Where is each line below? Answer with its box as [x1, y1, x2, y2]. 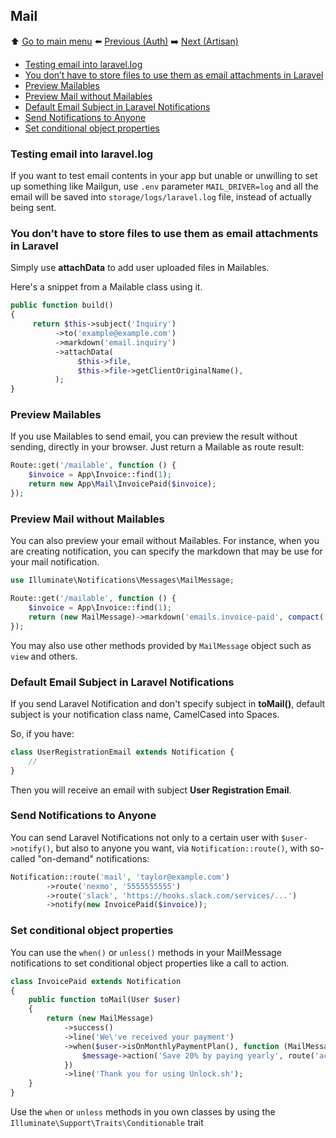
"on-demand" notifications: [37, 852, 150, 864]
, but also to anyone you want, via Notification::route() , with [50, 842, 308, 854]
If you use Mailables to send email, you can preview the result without [10, 430, 298, 443]
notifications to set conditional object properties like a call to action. [10, 957, 290, 969]
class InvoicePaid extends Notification [10, 976, 182, 986]
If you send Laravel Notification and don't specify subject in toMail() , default [10, 697, 326, 709]
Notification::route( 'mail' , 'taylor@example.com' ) [10, 872, 230, 882]
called [10, 852, 36, 864]
